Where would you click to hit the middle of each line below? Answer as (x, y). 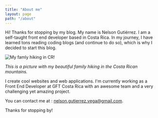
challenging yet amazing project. (38, 92)
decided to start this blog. (31, 48)
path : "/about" (20, 18)
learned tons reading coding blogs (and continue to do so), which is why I (79, 43)
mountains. (16, 72)
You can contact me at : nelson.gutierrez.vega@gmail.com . (64, 101)
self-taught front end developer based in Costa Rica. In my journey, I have (79, 37)
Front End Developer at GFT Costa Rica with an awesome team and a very (79, 86)
